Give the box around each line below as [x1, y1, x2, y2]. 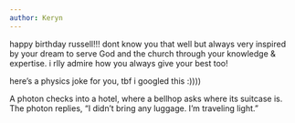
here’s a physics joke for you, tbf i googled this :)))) [9, 75, 202, 87]
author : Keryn [9, 13, 64, 23]
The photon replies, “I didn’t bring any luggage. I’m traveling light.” [9, 102, 258, 114]
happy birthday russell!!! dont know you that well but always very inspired [9, 38, 286, 49]
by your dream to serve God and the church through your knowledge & [9, 47, 277, 59]
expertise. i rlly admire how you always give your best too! [9, 57, 228, 68]
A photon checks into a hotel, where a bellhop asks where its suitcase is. [9, 93, 283, 104]
